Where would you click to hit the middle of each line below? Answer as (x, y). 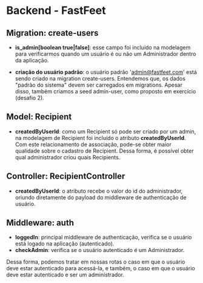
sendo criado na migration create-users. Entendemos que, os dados (100, 78)
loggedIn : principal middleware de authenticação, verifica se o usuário (103, 238)
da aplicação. (32, 60)
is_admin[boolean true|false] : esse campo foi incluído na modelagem (103, 47)
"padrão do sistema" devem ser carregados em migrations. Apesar (99, 85)
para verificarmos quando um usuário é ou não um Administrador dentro (105, 54)
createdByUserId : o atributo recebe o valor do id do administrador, (99, 191)
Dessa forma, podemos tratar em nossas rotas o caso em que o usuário (96, 262)
